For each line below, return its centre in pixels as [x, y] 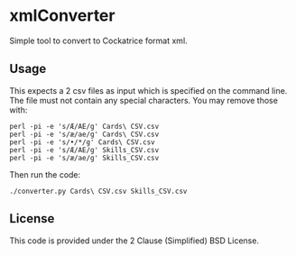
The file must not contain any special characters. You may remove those [143, 100]
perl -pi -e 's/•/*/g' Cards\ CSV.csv [82, 142]
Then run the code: [45, 174]
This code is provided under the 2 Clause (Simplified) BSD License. [134, 241]
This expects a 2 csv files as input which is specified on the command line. [148, 90]
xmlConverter [62, 16]
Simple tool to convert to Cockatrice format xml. [98, 41]
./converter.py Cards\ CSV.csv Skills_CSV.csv [98, 191]
